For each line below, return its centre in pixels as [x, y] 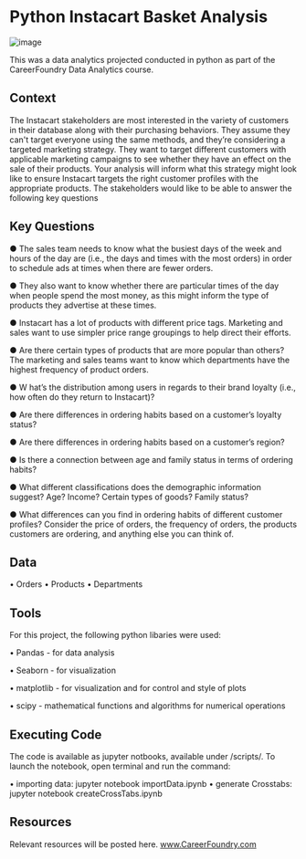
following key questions [54, 197]
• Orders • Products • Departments [76, 584]
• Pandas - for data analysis [62, 653]
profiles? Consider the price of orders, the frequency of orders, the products [153, 524]
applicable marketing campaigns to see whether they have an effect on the [150, 159]
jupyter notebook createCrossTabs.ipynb [86, 793]
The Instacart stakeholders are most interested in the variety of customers [149, 120]
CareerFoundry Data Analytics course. [82, 69]
